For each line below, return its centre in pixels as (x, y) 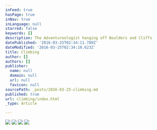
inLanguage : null (23, 24)
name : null (21, 71)
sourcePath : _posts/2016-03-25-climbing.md (52, 89)
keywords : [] (19, 33)
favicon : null (24, 85)
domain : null (23, 76)
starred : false (21, 29)
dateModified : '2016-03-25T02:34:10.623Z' (50, 47)
